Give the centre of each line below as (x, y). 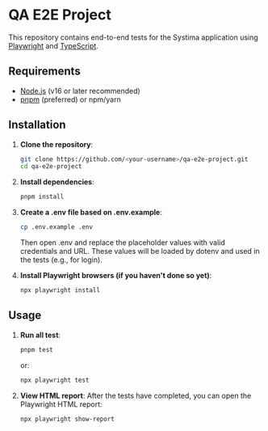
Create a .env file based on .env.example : (91, 213)
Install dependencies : (57, 182)
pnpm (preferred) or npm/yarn (70, 99)
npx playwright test (54, 380)
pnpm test (37, 349)
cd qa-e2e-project (51, 167)
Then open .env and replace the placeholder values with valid (123, 243)
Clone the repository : (57, 144)
